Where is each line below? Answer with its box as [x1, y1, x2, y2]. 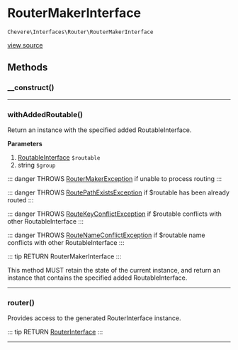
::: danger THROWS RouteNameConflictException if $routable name [7, 231, 205, 239]
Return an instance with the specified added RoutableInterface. [7, 126, 192, 134]
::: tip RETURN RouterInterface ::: [7, 328, 103, 337]
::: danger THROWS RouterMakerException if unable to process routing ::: [7, 174, 222, 182]
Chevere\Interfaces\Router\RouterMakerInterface [7, 28, 154, 35]
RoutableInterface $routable [17, 153, 101, 161]
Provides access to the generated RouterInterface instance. [7, 314, 181, 322]
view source [7, 40, 43, 49]
